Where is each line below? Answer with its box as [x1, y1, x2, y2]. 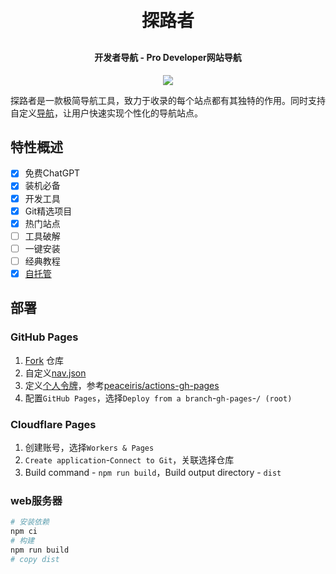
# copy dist [10, 554, 60, 564]
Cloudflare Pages [10, 417, 97, 431]
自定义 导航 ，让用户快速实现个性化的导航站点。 [10, 107, 203, 119]
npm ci [10, 527, 38, 537]
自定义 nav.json [24, 367, 87, 379]
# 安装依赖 [10, 517, 50, 527]
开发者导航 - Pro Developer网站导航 [94, 52, 242, 63]
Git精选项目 [24, 205, 73, 217]
